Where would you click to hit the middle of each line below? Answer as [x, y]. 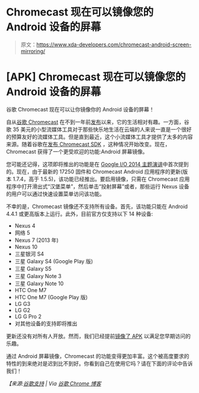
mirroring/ [33, 51]
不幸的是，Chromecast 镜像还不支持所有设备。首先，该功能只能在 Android [97, 206]
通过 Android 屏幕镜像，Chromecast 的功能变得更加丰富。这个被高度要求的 [98, 356]
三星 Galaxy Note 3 [38, 276]
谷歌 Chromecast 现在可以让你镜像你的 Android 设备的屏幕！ [80, 109]
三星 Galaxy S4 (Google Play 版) [54, 261]
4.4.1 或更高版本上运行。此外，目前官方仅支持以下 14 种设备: [80, 213]
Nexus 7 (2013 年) [37, 240]
